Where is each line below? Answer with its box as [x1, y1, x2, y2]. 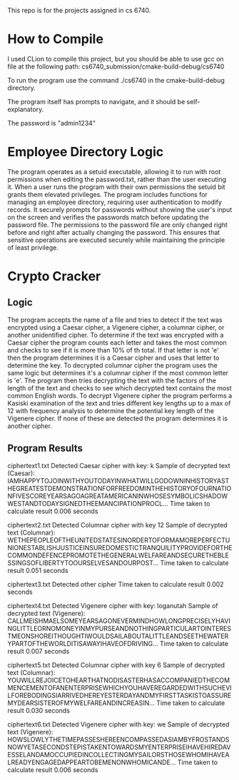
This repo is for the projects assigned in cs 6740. [7, 6, 151, 14]
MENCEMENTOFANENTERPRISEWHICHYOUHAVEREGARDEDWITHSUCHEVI [7, 683, 232, 692]
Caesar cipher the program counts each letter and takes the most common [7, 338, 227, 347]
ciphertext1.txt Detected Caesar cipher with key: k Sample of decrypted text [7, 461, 230, 470]
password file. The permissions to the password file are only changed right [7, 221, 228, 229]
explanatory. [7, 105, 44, 113]
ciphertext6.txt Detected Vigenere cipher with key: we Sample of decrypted [7, 720, 230, 729]
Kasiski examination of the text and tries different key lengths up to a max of [7, 399, 231, 407]
